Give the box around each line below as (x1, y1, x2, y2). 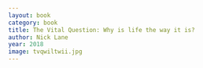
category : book (8, 19, 58, 27)
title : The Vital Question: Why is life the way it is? (8, 26, 195, 34)
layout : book (8, 11, 51, 20)
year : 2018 (8, 41, 44, 48)
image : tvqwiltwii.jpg (8, 48, 83, 55)
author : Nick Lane (8, 33, 68, 41)
